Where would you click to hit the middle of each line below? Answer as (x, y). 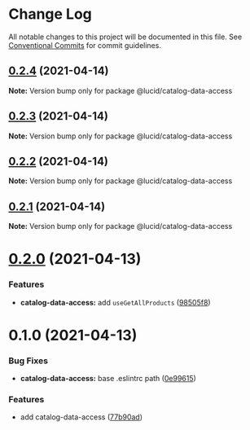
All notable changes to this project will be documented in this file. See (125, 37)
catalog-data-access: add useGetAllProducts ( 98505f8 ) (115, 302)
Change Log (50, 14)
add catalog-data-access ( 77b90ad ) (81, 417)
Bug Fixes (29, 361)
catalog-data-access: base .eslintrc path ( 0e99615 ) (108, 379)
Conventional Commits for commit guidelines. (85, 45)
